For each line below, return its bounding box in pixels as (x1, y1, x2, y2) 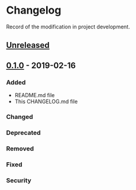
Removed (6, 144, 34, 153)
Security (6, 176, 31, 184)
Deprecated (6, 128, 41, 137)
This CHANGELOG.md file (14, 98, 78, 105)
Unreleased (6, 40, 50, 50)
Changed (6, 112, 34, 121)
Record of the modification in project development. (6, 23, 130, 30)
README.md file (14, 92, 55, 99)
